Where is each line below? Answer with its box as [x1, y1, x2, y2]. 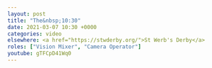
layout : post [7, 10, 46, 18]
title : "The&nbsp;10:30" [7, 17, 81, 24]
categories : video [7, 30, 62, 38]
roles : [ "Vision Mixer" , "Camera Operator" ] [7, 43, 142, 50]
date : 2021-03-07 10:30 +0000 [7, 23, 97, 30]
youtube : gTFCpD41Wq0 [7, 50, 72, 57]
